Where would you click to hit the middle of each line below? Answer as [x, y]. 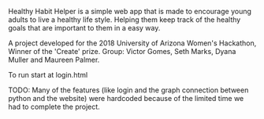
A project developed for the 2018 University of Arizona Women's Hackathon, [132, 43]
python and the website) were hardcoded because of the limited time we [126, 98]
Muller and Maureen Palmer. [54, 59]
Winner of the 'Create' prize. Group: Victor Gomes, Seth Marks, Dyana [122, 51]
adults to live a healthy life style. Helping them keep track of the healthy [125, 20]
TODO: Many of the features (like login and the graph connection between [128, 90]
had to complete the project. [54, 106]
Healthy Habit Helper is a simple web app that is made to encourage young [130, 11]
